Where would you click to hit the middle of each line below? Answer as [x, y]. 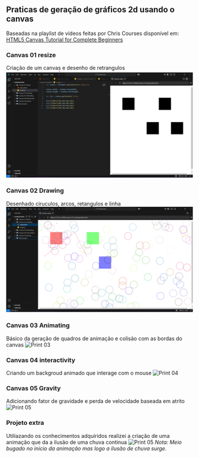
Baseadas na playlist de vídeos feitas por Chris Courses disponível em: [93, 33]
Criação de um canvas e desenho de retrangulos [66, 68]
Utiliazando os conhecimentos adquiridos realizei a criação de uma [88, 435]
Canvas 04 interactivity [41, 360]
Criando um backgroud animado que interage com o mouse [79, 373]
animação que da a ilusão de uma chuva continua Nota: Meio [94, 442]
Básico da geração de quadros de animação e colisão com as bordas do [94, 338]
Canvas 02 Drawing [35, 191]
